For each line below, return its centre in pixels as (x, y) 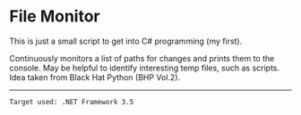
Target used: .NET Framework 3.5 (72, 102)
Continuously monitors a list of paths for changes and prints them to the (142, 58)
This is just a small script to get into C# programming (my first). (126, 41)
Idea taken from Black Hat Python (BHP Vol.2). (95, 77)
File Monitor (55, 16)
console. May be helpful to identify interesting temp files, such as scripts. (145, 68)
